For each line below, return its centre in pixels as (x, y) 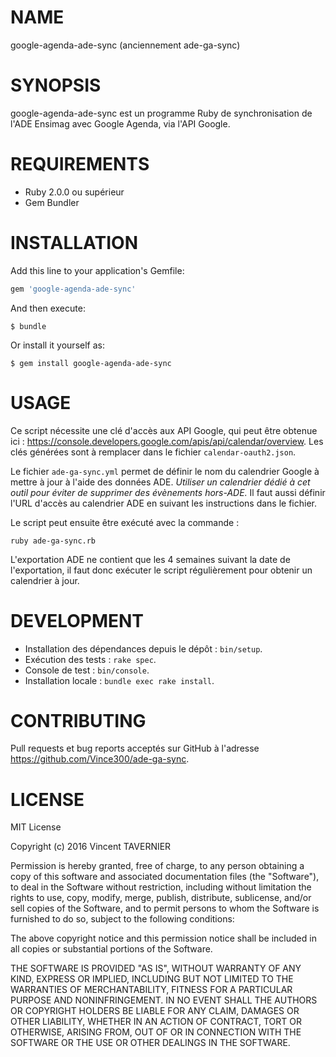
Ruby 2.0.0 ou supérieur (74, 192)
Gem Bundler (52, 202)
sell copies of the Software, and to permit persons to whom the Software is (165, 908)
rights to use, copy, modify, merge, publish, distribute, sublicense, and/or (161, 898)
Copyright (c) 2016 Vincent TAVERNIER (91, 847)
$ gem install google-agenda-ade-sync (91, 363)
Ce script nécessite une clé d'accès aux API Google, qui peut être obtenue (164, 430)
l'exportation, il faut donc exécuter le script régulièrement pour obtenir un (161, 570)
